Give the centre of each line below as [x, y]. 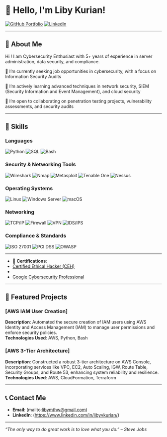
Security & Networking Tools [41, 165]
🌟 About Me [24, 44]
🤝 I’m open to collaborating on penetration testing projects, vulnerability [79, 101]
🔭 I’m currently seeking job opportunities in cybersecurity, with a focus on [81, 71]
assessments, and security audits [39, 106]
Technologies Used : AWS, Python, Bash [46, 338]
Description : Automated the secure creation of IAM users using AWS [76, 322]
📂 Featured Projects [36, 297]
